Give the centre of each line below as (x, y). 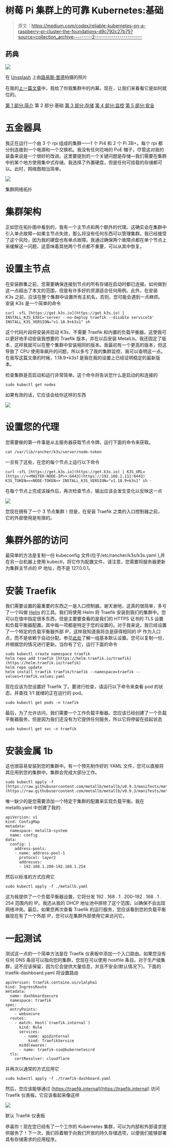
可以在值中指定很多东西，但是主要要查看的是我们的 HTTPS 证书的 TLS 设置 (84, 619)
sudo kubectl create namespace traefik (48, 654)
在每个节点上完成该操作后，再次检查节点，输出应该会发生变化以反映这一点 (84, 491)
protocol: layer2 (37, 858)
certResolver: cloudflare (42, 1059)
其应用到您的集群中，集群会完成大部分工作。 (52, 773)
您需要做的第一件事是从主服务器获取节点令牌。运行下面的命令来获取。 (79, 442)
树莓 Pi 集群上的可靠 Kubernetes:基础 (84, 11)
